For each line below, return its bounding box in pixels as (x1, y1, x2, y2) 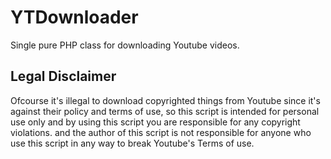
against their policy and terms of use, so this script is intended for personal (10, 105, 320, 117)
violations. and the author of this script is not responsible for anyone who (10, 126, 312, 138)
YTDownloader (10, 6, 139, 29)
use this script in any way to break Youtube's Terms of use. (10, 137, 255, 149)
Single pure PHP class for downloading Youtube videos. (10, 39, 240, 51)
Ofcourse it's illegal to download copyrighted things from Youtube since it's (10, 94, 321, 106)
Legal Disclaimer (10, 68, 117, 85)
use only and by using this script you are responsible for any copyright (10, 116, 301, 128)
